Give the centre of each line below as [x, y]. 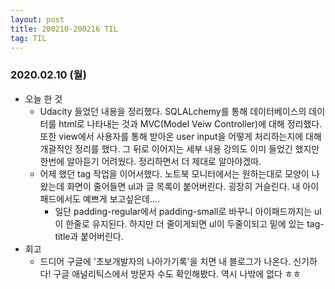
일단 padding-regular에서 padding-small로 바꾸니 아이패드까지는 [183, 211]
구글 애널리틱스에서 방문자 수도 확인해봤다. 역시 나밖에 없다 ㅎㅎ [177, 273]
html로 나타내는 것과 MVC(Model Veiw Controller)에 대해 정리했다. [190, 123]
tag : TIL [28, 38]
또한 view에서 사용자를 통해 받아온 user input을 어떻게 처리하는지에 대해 [180, 136]
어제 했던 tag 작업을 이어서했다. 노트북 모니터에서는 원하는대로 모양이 [174, 173]
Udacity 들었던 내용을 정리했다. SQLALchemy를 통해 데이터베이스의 [173, 111]
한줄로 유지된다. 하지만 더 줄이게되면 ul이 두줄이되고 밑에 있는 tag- [195, 223]
